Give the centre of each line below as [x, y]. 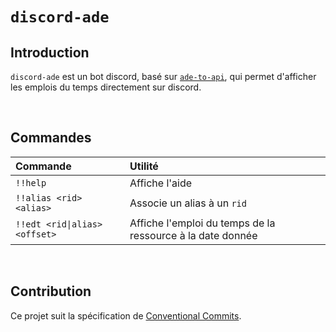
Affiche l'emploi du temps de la [202, 223]
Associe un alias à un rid [188, 203]
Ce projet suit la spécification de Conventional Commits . [126, 315]
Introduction [50, 52]
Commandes [51, 138]
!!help [31, 182]
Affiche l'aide [161, 183]
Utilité [144, 166]
